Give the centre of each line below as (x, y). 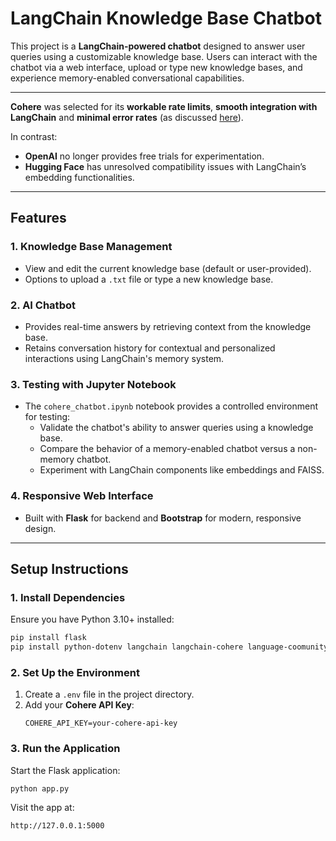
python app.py (40, 788)
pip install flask (48, 638)
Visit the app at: (42, 808)
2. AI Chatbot (43, 305)
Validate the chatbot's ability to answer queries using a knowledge (176, 428)
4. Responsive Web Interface (82, 496)
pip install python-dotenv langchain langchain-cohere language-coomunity (169, 647)
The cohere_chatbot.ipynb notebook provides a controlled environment (171, 406)
